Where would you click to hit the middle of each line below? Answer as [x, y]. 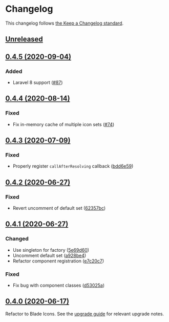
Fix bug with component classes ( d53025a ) [59, 286]
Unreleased [24, 39]
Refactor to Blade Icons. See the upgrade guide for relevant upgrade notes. [85, 314]
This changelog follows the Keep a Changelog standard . [65, 23]
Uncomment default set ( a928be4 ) [49, 255]
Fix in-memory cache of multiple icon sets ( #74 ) [64, 124]
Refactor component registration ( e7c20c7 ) [58, 261]
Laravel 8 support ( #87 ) [38, 83]
